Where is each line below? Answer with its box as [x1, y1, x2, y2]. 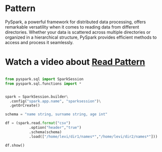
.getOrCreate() [9, 103, 40, 108]
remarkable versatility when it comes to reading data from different [5, 24, 140, 30]
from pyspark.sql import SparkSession [5, 76, 84, 81]
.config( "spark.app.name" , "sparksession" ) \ [9, 99, 101, 104]
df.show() [5, 143, 25, 148]
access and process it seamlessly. [5, 39, 74, 45]
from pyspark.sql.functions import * [5, 81, 82, 86]
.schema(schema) [29, 129, 62, 135]
